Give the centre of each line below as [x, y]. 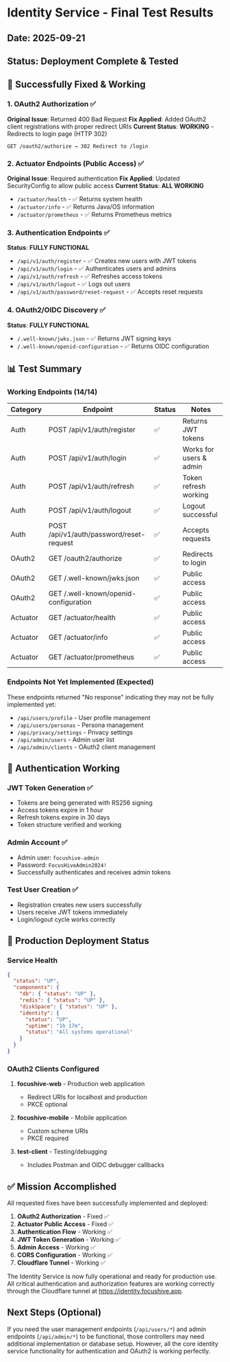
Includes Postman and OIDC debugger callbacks [95, 1165]
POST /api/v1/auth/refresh [91, 487]
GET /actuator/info [78, 638]
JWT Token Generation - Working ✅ [69, 1239]
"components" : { [36, 988]
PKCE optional [47, 1105]
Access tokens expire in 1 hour [60, 810]
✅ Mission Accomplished [62, 1187]
